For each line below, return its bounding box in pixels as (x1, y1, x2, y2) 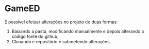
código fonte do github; (11, 33, 59, 39)
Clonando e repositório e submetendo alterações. (11, 38, 111, 44)
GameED (4, 3, 40, 14)
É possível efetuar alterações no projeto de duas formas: (4, 19, 118, 25)
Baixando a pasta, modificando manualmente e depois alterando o (11, 28, 144, 34)
